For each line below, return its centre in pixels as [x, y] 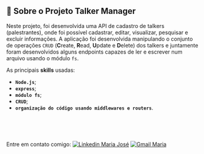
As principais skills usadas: [40, 70]
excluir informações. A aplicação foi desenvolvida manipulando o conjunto [100, 39]
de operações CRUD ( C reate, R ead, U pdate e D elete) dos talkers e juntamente [102, 45]
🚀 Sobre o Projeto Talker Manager [71, 11]
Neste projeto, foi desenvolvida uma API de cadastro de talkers [85, 26]
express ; [26, 88]
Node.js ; [26, 82]
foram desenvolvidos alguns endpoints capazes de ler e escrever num [94, 52]
